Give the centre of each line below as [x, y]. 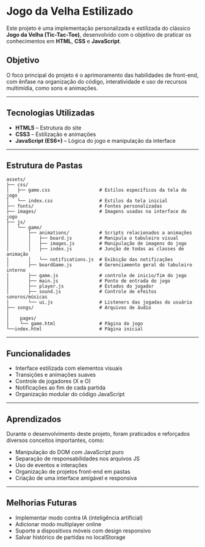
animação [17, 255]
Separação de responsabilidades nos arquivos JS [77, 458]
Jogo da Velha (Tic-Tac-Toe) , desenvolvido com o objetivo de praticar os [99, 34]
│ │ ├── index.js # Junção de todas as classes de [95, 249]
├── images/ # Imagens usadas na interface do [97, 212]
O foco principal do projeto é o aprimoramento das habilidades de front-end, [103, 75]
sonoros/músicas [27, 297]
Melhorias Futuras [42, 503]
